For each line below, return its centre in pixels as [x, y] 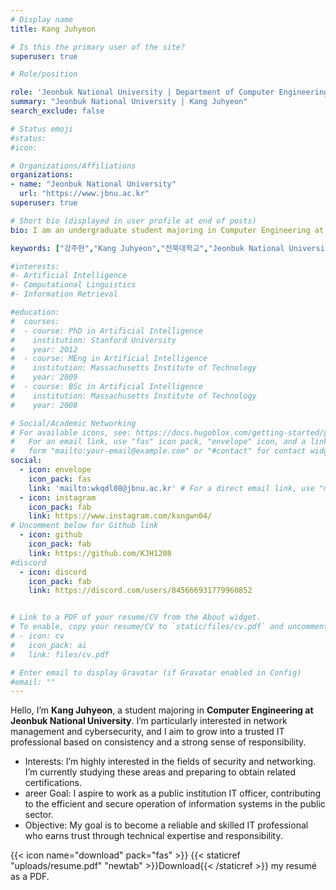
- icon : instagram [58, 497]
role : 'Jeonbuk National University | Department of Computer [142, 92]
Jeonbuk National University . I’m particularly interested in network [149, 721]
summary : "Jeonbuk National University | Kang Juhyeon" [129, 102]
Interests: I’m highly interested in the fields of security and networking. [170, 762]
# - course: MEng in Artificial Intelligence [109, 359]
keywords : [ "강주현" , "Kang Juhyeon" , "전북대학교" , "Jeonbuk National [147, 248]
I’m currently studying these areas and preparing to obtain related [160, 772]
